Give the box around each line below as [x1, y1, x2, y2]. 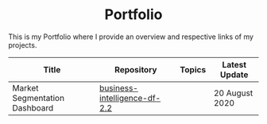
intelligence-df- [99, 92, 161, 103]
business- [99, 82, 139, 93]
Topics [180, 64, 207, 75]
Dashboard [12, 102, 54, 113]
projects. [8, 40, 37, 49]
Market [12, 82, 39, 93]
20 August [213, 87, 253, 99]
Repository [114, 64, 157, 75]
